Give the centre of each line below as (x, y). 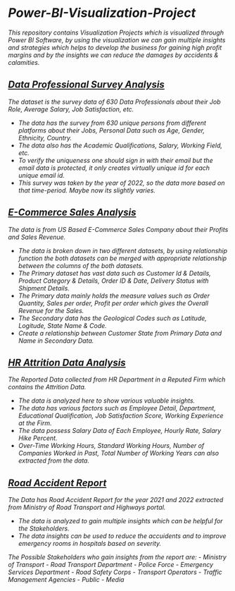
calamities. (24, 62)
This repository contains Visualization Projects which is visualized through (116, 32)
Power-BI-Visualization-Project (102, 13)
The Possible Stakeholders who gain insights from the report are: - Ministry (118, 557)
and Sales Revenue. (37, 237)
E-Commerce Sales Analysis (72, 213)
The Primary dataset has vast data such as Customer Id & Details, (115, 273)
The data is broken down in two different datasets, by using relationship (123, 250)
